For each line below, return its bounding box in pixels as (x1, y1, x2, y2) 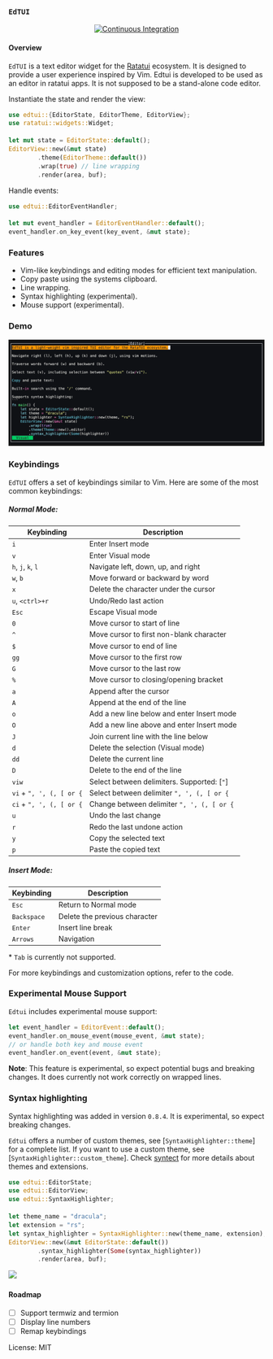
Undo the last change (89, 811, 161, 821)
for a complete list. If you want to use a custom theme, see (8, 1144, 205, 1154)
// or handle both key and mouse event (8, 1040, 144, 1048)
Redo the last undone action (89, 821, 183, 831)
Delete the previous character (58, 911, 158, 921)
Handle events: (8, 185, 59, 195)
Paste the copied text (89, 844, 161, 855)
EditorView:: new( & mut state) (8, 145, 107, 153)
